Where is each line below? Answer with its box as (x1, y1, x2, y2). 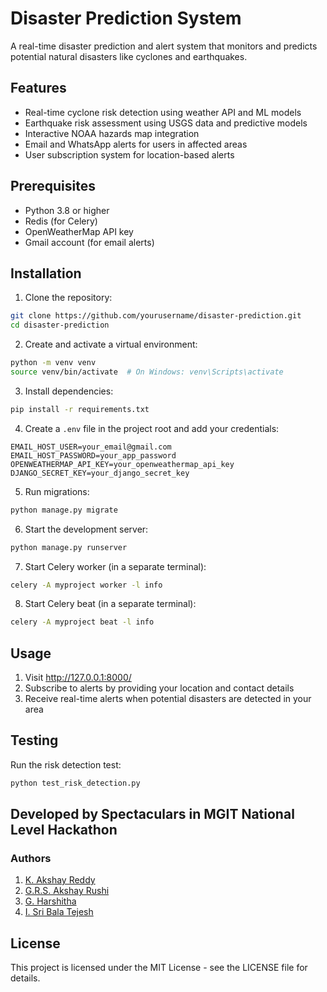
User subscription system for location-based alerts (24, 148, 235, 161)
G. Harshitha (24, 895, 77, 907)
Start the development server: (24, 523, 149, 535)
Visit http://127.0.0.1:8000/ (24, 672, 132, 684)
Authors (10, 852, 52, 866)
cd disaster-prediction (10, 320, 110, 331)
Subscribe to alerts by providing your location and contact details (24, 682, 295, 694)
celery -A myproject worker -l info (10, 580, 163, 590)
